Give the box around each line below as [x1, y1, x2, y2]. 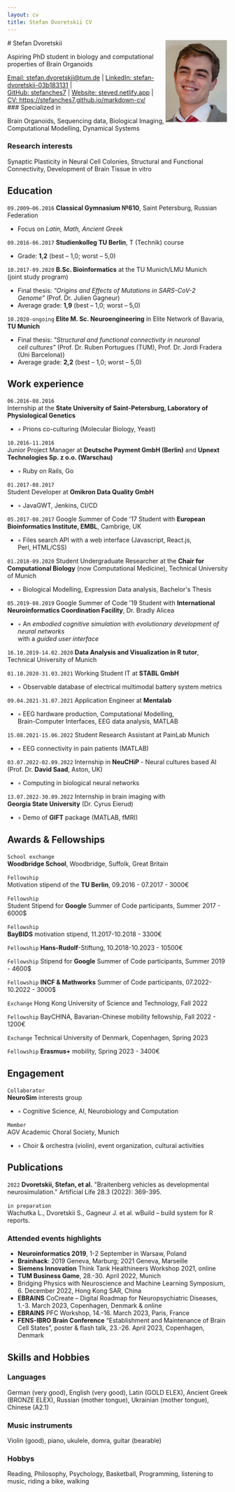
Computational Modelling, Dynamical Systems [7, 124, 140, 132]
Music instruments [7, 1420, 73, 1430]
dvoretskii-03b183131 [7, 80, 69, 89]
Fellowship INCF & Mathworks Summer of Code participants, [7, 978, 184, 987]
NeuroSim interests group [7, 1093, 83, 1102]
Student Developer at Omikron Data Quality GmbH [7, 488, 154, 496]
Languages [7, 1372, 47, 1382]
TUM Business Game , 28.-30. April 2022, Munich [17, 1272, 162, 1280]
